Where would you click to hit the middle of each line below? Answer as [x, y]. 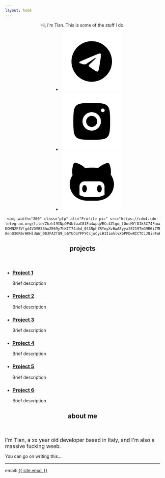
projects [82, 249]
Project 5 [23, 366]
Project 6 [23, 390]
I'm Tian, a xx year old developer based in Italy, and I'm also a [80, 440]
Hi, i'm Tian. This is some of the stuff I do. [82, 25]
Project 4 [23, 343]
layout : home [18, 10]
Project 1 [23, 273]
